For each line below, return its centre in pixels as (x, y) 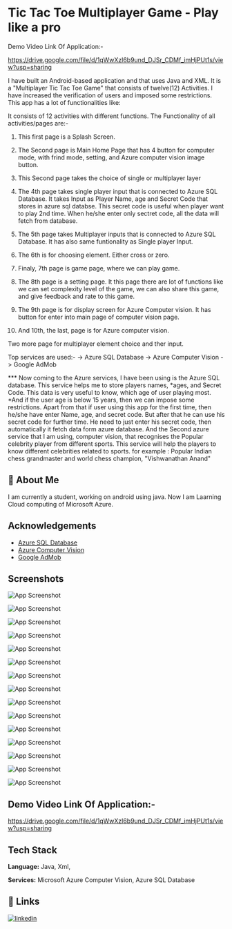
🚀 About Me (33, 480)
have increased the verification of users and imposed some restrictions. (110, 95)
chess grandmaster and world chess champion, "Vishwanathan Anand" (109, 458)
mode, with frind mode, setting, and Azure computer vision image (111, 157)
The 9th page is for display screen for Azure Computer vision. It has (114, 309)
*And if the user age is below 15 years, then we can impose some (101, 400)
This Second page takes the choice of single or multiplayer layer (109, 178)
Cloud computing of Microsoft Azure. (60, 504)
